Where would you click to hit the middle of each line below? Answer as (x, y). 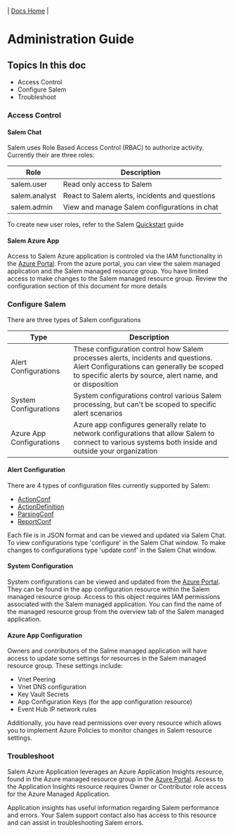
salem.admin (32, 207)
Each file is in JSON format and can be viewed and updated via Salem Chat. (117, 535)
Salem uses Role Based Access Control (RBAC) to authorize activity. (106, 148)
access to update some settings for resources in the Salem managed (107, 658)
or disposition (96, 384)
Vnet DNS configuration (52, 687)
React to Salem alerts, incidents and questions (139, 195)
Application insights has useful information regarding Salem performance (113, 807)
